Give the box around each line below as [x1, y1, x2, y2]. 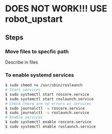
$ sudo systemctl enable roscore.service [5, 120, 92, 125]
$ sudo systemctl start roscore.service [5, 92, 90, 97]
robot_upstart [5, 13, 63, 25]
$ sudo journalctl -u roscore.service [5, 106, 85, 111]
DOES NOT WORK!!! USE [5, 3, 108, 14]
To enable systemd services [5, 71, 74, 78]
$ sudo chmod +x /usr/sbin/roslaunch [5, 83, 83, 88]
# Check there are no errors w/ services [5, 101, 92, 106]
